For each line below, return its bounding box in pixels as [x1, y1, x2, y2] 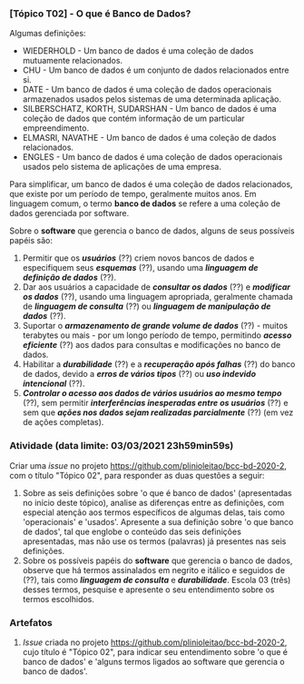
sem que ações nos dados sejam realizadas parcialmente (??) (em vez [22, 407, 294, 418]
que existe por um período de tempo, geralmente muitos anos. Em [9, 189, 257, 200]
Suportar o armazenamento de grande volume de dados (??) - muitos [22, 321, 289, 332]
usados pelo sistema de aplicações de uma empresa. [22, 162, 222, 173]
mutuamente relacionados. [22, 55, 123, 66]
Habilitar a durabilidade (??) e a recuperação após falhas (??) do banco [22, 359, 296, 370]
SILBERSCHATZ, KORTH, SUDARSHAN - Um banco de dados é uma [22, 104, 277, 114]
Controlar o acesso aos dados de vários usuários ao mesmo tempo [22, 388, 282, 399]
